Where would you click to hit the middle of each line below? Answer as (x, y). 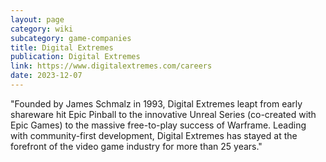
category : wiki (42, 29)
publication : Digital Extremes (75, 57)
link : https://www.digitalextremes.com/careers (111, 66)
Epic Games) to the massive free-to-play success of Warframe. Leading (158, 125)
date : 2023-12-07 (46, 76)
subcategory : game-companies (71, 38)
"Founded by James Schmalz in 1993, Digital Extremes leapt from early (156, 103)
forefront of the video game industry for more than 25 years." (136, 146)
